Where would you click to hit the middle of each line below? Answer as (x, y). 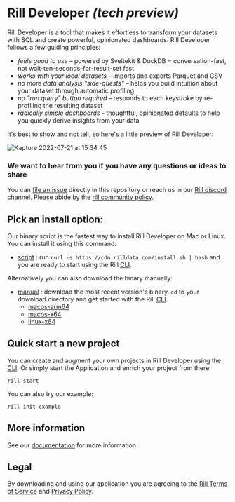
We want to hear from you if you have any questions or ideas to (117, 165)
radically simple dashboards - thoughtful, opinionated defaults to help (119, 113)
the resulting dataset (73, 105)
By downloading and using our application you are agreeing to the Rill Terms (117, 484)
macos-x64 (45, 314)
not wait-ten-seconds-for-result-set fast (76, 68)
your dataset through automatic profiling (76, 90)
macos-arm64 (49, 307)
